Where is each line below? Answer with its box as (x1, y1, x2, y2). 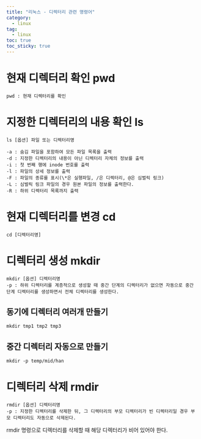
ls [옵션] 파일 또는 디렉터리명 (6, 137, 75, 143)
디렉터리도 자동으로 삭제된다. (13, 415, 76, 421)
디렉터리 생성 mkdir (6, 254, 101, 268)
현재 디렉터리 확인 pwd (6, 72, 115, 86)
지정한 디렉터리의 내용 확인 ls (6, 116, 144, 129)
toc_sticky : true (6, 43, 51, 50)
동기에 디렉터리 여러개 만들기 (6, 307, 109, 317)
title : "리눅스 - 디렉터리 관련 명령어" (6, 9, 95, 15)
